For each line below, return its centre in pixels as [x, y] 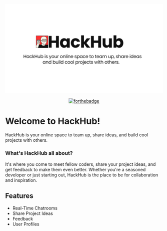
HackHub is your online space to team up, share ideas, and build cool [77, 135]
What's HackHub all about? [39, 153]
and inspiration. [21, 180]
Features [19, 196]
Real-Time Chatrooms [35, 208]
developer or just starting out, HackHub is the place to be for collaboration [82, 175]
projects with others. [26, 140]
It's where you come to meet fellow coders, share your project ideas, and [80, 164]
